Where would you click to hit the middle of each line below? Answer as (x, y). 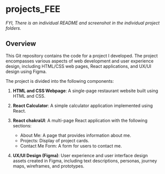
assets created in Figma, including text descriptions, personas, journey (85, 161)
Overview (21, 44)
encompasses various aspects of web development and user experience (80, 61)
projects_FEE (33, 9)
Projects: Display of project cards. (55, 140)
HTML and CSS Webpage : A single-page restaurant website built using (85, 91)
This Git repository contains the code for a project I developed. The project (82, 56)
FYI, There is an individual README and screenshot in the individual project (83, 23)
